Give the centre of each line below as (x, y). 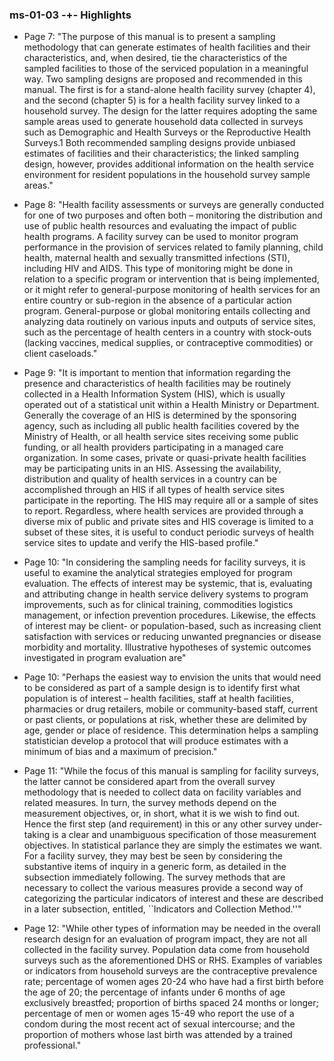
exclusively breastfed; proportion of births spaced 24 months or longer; (171, 1003)
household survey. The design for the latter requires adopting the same (170, 111)
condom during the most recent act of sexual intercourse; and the (159, 1024)
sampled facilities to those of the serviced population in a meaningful (166, 69)
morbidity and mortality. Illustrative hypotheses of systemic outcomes (167, 647)
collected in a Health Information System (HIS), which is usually (154, 394)
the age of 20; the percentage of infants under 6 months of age (154, 992)
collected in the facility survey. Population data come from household (166, 950)
